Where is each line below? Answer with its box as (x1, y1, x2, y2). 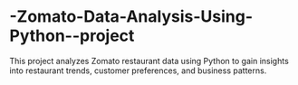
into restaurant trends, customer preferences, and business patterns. (9, 65, 267, 76)
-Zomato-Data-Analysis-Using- (9, 6, 254, 27)
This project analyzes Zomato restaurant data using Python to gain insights (9, 55, 290, 66)
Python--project (9, 25, 135, 46)
